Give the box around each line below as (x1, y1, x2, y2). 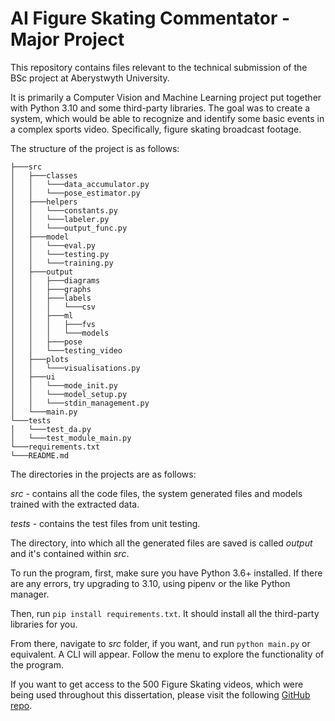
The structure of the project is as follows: (10, 142, 180, 154)
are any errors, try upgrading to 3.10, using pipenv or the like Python (10, 577, 291, 589)
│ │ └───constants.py (10, 205, 118, 216)
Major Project (10, 28, 125, 51)
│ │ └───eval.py (10, 240, 97, 251)
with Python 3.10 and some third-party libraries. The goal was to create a (10, 102, 311, 114)
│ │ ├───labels (10, 293, 92, 303)
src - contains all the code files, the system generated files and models (10, 487, 303, 499)
